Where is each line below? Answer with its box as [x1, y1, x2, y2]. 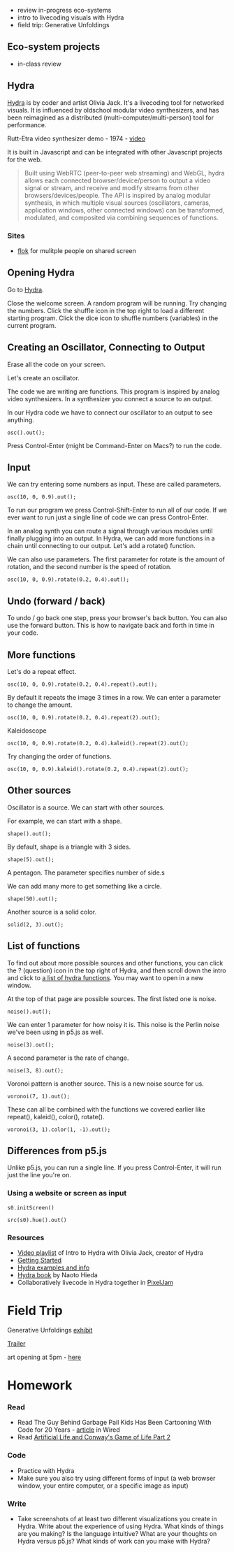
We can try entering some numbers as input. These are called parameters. [7, 480, 221, 489]
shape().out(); [7, 830, 52, 838]
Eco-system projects [7, 41, 101, 53]
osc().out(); [7, 429, 45, 436]
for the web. [7, 155, 43, 164]
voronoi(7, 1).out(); [7, 1093, 71, 1100]
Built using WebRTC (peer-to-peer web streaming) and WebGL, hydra [24, 168, 225, 177]
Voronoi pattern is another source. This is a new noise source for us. [7, 1079, 204, 1088]
